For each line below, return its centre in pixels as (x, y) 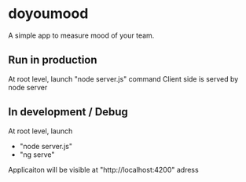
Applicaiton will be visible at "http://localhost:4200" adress (103, 169)
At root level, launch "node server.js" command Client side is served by (123, 78)
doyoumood (48, 14)
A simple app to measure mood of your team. (81, 35)
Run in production (53, 60)
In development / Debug (68, 112)
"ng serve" (37, 155)
